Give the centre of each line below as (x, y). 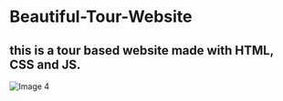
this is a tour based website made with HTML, (141, 50)
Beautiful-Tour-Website (101, 17)
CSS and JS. (45, 64)
